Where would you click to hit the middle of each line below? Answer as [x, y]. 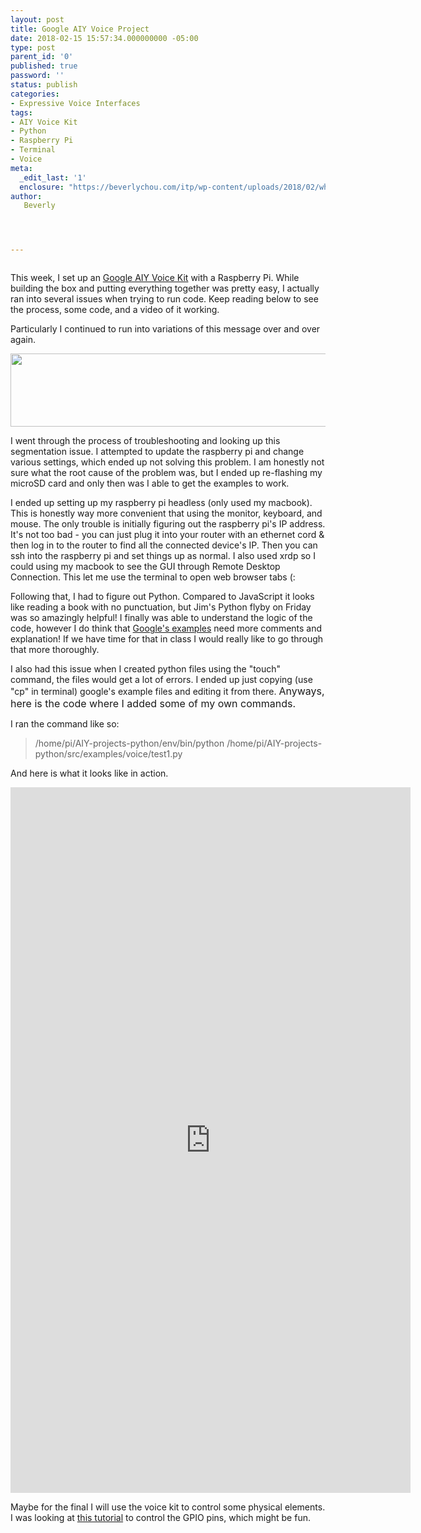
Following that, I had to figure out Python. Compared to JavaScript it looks [162, 597]
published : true [44, 66]
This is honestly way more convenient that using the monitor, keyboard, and [166, 513]
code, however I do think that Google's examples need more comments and [166, 628]
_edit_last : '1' [53, 177]
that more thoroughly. [55, 650]
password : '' [37, 76]
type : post [33, 47]
